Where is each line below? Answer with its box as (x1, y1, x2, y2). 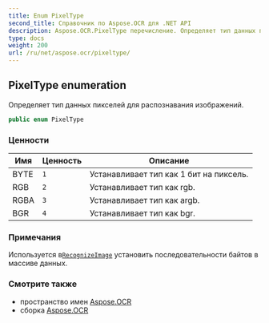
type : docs (8, 34, 45, 42)
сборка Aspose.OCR (19, 305, 89, 315)
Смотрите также (8, 278, 78, 289)
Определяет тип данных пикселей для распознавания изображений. (8, 99, 244, 109)
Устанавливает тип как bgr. (89, 208, 196, 219)
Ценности (8, 134, 50, 145)
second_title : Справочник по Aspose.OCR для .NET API (8, 19, 192, 27)
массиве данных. (8, 258, 68, 268)
